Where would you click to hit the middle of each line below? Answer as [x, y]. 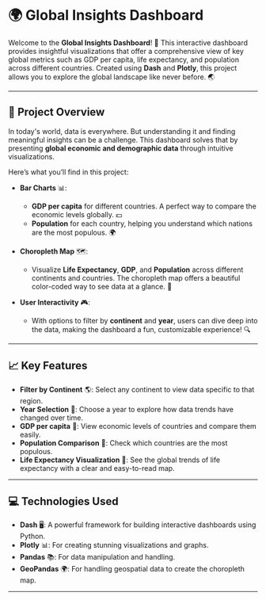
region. [31, 400]
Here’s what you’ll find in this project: [68, 172]
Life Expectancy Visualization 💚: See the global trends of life [120, 460]
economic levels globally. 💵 [77, 214]
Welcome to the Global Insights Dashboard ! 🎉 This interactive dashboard [128, 42]
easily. [30, 434]
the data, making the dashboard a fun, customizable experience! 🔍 [141, 329]
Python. [32, 537]
